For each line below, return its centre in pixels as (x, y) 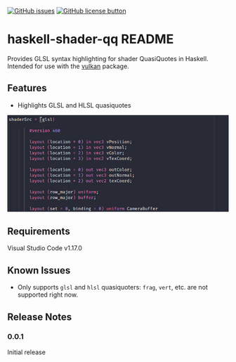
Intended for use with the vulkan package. (68, 66)
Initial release (26, 352)
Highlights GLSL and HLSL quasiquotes (74, 105)
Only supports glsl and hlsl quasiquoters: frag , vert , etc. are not (113, 287)
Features (27, 88)
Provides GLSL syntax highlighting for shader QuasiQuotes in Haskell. (108, 58)
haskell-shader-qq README (91, 39)
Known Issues (39, 270)
